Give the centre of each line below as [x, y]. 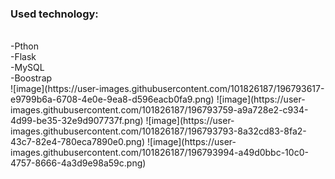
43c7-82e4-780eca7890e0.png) [78, 142]
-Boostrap [31, 78]
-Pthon [24, 46]
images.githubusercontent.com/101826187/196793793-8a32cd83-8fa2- [158, 131]
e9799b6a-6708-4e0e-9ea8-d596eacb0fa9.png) [112, 99]
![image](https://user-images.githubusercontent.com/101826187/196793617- [167, 89]
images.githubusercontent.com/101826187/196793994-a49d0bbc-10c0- [159, 153]
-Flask [23, 57]
